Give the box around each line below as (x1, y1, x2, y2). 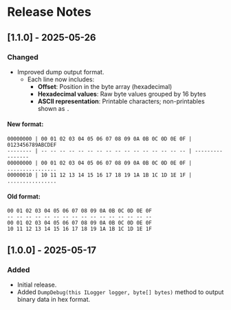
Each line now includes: (27, 75, 95, 83)
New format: (7, 120, 44, 128)
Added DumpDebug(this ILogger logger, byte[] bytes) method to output (16, 287, 224, 296)
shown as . (37, 104, 70, 112)
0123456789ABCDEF (7, 142, 57, 149)
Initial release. (16, 280, 57, 289)
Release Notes (7, 4, 91, 20)
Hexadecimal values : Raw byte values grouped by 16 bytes (37, 90, 206, 98)
